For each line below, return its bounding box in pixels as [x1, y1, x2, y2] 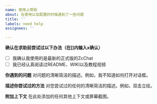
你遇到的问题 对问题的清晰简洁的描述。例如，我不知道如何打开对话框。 [5, 72, 151, 78]
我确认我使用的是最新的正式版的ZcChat [12, 55, 93, 61]
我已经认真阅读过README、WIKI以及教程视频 [12, 61, 106, 67]
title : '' [5, 16, 26, 21]
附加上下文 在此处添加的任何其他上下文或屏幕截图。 [5, 93, 111, 99]
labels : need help [5, 21, 43, 26]
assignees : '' [5, 26, 35, 31]
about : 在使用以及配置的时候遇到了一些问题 [5, 12, 84, 17]
